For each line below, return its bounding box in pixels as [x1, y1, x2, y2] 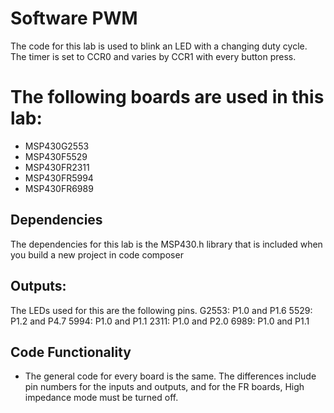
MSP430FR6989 [24, 182, 94, 194]
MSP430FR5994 [24, 172, 94, 184]
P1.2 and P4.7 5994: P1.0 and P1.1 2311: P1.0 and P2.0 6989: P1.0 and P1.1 [10, 315, 310, 327]
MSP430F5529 [24, 150, 88, 162]
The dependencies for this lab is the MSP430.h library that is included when [10, 238, 323, 250]
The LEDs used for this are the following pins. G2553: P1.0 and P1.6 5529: [10, 304, 313, 316]
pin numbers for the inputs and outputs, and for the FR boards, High [24, 381, 305, 393]
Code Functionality [10, 343, 132, 361]
